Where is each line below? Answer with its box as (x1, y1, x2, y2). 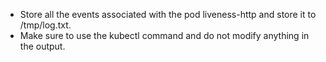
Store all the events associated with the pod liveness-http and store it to (19, 9, 317, 20)
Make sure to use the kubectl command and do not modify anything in (19, 30, 310, 41)
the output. (19, 40, 66, 52)
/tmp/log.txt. (19, 19, 72, 31)
